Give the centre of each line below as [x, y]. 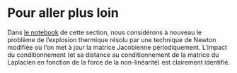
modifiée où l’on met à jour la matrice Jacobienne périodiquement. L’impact [117, 47]
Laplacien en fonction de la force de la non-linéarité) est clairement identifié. [118, 62]
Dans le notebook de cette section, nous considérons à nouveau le [105, 32]
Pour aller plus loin [63, 13]
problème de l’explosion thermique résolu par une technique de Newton [112, 39]
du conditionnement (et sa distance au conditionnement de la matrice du [113, 55]
